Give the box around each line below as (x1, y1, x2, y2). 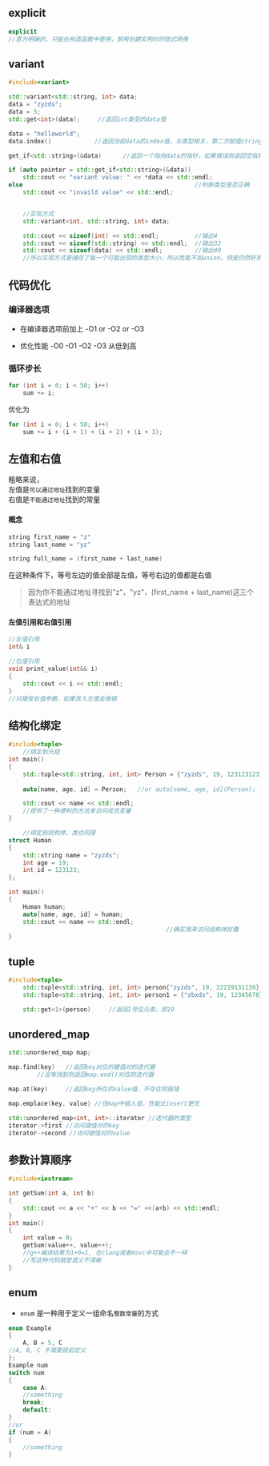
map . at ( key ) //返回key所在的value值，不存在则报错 (8, 1085, 179, 1094)
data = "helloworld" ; (8, 130, 81, 138)
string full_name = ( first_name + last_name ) (8, 555, 163, 563)
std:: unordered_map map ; (8, 1049, 91, 1057)
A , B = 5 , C (22, 1339, 62, 1348)
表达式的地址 (27, 597, 70, 607)
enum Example (8, 1324, 52, 1332)
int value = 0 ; (22, 1234, 74, 1242)
